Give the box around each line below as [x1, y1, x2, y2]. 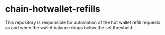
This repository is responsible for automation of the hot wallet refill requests [5, 19, 161, 25]
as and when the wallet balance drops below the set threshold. [5, 24, 134, 30]
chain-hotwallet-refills [5, 3, 100, 15]
